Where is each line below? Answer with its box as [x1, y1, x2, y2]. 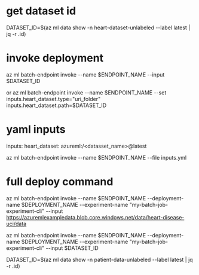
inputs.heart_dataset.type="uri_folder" [6, 95, 101, 102]
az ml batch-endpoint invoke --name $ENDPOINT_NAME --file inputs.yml [6, 154, 187, 161]
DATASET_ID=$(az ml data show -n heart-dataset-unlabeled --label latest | [6, 24, 191, 31]
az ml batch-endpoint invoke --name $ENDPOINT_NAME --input [6, 71, 165, 78]
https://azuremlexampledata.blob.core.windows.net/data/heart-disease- [6, 213, 185, 221]
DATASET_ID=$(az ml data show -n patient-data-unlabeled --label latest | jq [6, 256, 193, 263]
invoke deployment [6, 51, 103, 65]
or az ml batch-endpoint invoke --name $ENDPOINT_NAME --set [6, 88, 167, 96]
